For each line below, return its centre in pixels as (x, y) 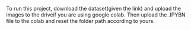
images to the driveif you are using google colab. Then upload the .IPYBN (96, 15)
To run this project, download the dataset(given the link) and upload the (93, 9)
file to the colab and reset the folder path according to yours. (81, 21)
